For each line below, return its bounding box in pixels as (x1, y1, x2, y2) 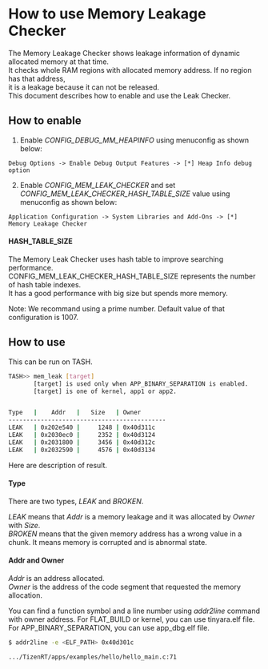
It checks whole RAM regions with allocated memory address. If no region (8, 65, 252, 74)
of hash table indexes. (8, 279, 82, 289)
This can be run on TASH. (8, 357, 94, 367)
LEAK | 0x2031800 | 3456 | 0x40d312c (8, 438, 156, 447)
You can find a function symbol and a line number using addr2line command (8, 606, 260, 616)
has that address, (8, 74, 66, 83)
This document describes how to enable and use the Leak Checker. (8, 90, 231, 100)
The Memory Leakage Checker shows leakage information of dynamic (8, 48, 241, 58)
